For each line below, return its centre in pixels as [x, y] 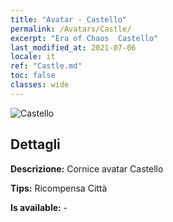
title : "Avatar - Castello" [69, 19]
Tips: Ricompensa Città [59, 188]
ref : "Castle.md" [46, 66]
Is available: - [39, 207]
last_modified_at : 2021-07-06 [73, 47]
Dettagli [35, 144]
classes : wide [40, 85]
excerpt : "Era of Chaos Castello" [84, 38]
